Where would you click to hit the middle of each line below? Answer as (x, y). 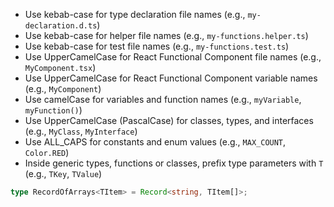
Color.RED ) (47, 152)
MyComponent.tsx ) (60, 67)
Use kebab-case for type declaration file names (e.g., (135, 14)
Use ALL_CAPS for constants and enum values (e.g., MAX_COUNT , (155, 142)
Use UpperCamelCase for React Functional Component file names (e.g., (173, 57)
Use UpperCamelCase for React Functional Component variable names (171, 78)
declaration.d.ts (61, 26)
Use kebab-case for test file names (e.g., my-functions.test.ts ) (157, 46)
